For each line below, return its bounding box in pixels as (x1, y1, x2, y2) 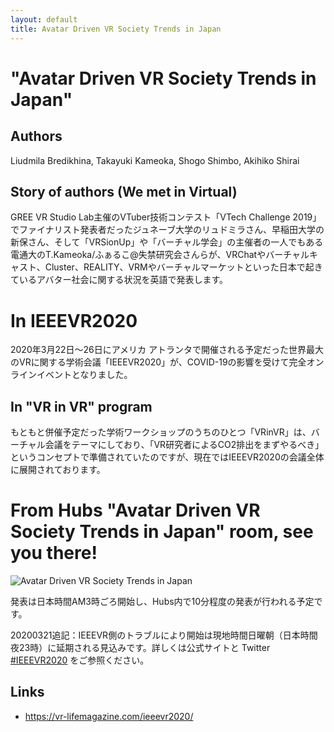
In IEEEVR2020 (10, 309, 138, 332)
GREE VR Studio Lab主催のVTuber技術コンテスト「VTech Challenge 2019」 (10, 211, 322, 223)
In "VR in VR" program (10, 398, 153, 415)
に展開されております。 (10, 464, 106, 476)
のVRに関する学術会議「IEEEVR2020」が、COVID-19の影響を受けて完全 (10, 356, 307, 368)
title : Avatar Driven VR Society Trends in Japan (10, 24, 222, 34)
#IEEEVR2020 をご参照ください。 (10, 654, 150, 666)
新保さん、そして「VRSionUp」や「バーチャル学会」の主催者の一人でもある (10, 236, 324, 248)
